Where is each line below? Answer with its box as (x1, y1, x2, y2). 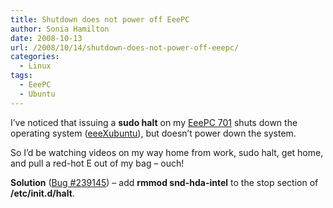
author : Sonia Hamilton (10, 24, 110, 34)
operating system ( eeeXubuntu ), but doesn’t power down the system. (10, 127, 297, 139)
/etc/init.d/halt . (10, 187, 75, 199)
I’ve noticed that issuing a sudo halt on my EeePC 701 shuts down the (10, 116, 298, 128)
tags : (10, 71, 33, 81)
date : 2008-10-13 (10, 33, 83, 43)
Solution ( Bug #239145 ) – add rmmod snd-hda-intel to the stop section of (10, 176, 319, 188)
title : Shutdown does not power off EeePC (10, 14, 190, 25)
